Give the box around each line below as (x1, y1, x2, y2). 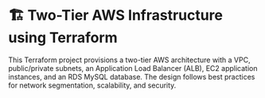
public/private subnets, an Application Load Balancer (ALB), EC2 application (8, 63, 258, 73)
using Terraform (8, 29, 118, 47)
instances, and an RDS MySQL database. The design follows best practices (8, 72, 255, 81)
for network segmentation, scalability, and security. (8, 80, 177, 90)
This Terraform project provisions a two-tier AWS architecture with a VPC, (8, 55, 251, 65)
